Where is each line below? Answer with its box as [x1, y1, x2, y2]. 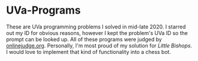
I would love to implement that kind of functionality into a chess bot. [6, 48, 171, 55]
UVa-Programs [6, 4, 81, 17]
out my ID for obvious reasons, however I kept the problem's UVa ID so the [6, 29, 188, 36]
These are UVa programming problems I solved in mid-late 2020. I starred [6, 23, 186, 30]
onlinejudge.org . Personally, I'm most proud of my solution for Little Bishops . [6, 42, 193, 49]
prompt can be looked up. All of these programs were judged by [6, 36, 163, 43]
